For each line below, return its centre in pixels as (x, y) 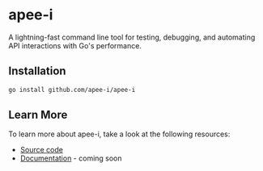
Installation (37, 71)
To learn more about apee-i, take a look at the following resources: (119, 134)
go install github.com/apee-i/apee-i (72, 90)
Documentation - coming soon (71, 158)
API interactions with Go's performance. (75, 45)
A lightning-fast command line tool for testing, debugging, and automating (132, 37)
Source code (41, 150)
